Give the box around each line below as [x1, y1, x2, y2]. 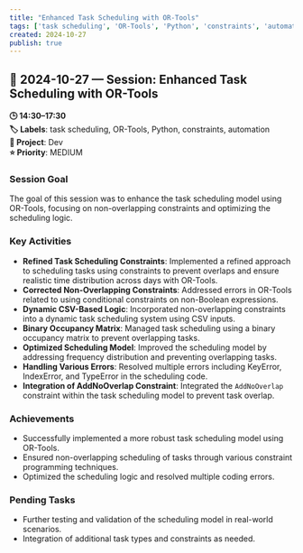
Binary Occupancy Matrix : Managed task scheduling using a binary [22, 322, 276, 334]
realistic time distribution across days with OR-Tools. [22, 274, 218, 285]
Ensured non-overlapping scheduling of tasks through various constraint [22, 452, 293, 463]
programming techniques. [22, 461, 119, 472]
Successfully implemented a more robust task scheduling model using [22, 432, 284, 443]
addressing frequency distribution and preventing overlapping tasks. [22, 351, 278, 362]
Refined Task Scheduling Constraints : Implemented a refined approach [22, 255, 291, 266]
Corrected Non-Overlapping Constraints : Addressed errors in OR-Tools [22, 284, 292, 295]
